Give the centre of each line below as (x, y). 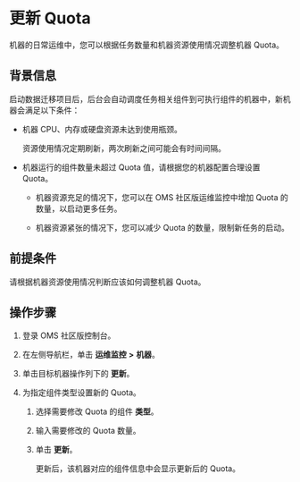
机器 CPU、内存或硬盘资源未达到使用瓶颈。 (102, 129)
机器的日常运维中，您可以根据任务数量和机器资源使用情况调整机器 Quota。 (146, 45)
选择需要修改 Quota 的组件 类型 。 (97, 411)
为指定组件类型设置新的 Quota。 (81, 393)
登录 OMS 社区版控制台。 (69, 335)
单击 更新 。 (56, 450)
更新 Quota (50, 18)
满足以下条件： (52, 110)
